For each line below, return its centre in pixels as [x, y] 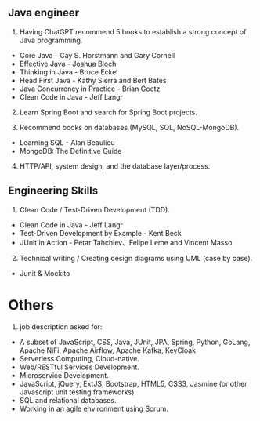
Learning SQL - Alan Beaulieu [67, 142]
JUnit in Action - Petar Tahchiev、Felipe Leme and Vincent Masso [126, 242]
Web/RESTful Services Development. [79, 367]
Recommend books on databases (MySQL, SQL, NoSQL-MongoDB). [129, 127]
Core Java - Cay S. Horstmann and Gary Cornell [97, 55]
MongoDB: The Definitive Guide [70, 151]
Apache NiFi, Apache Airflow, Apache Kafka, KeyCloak [108, 350]
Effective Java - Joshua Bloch [68, 64]
